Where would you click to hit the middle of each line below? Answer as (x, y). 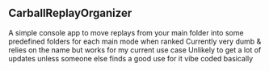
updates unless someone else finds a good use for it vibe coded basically (131, 58)
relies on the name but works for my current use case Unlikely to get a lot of (135, 50)
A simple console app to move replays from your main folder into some (126, 32)
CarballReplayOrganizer (70, 13)
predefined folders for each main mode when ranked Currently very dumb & (135, 41)
